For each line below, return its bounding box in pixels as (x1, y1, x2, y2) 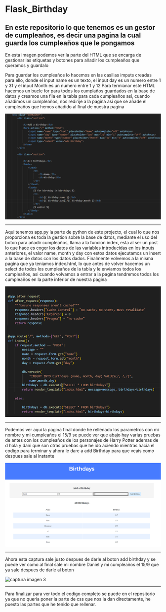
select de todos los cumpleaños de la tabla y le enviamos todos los (5, 266, 142, 272)
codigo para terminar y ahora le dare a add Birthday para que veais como (5, 448, 155, 454)
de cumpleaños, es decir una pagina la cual (5, 31, 141, 39)
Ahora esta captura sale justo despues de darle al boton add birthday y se (5, 556, 156, 562)
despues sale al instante (5, 453, 54, 459)
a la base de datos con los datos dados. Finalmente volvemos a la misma (5, 256, 154, 262)
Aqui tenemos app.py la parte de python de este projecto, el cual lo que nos (5, 229, 160, 235)
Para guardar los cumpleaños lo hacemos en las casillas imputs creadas (5, 72, 152, 78)
